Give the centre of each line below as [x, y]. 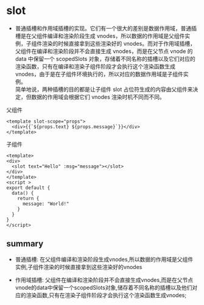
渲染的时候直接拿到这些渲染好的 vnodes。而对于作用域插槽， [119, 43]
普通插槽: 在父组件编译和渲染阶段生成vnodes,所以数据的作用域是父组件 [104, 259]
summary [25, 244]
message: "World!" [46, 204]
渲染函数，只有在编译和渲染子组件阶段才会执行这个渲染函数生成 [95, 66]
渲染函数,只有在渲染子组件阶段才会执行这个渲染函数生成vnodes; [106, 295]
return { [28, 198]
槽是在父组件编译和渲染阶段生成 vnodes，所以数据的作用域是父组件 [100, 36]
